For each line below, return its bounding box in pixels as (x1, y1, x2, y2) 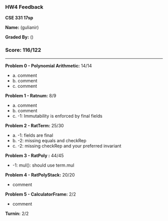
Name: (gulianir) (5, 24, 39, 30)
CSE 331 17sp (5, 15, 33, 21)
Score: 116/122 (5, 46, 41, 53)
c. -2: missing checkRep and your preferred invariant (12, 143, 121, 149)
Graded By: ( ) (5, 34, 33, 40)
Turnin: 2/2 (5, 211, 29, 217)
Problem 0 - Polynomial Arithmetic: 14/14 (5, 62, 92, 68)
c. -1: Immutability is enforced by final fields (12, 113, 102, 119)
